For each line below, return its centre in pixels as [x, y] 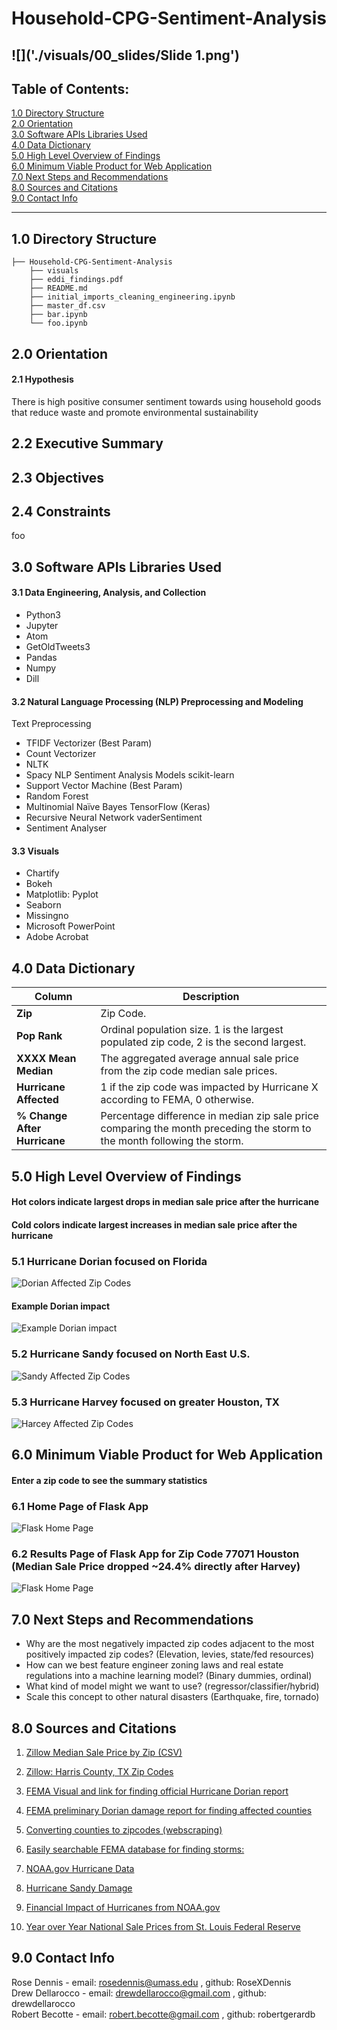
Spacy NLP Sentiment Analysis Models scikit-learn [130, 775]
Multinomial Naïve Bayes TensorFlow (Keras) [118, 807]
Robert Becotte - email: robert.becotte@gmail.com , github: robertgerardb [163, 2014]
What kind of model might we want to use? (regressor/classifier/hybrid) [172, 1686]
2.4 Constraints [61, 511]
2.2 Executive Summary [87, 443]
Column [53, 997]
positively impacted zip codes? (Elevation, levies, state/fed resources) [170, 1654]
